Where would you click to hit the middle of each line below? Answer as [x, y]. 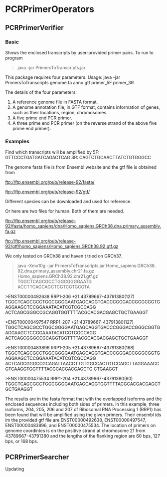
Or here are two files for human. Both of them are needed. [65, 211]
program [14, 58]
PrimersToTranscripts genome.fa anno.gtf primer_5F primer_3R [70, 82]
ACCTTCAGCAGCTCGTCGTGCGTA [54, 287]
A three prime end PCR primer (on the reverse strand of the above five [84, 123]
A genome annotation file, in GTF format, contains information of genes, [86, 107]
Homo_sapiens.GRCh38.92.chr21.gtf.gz [58, 276]
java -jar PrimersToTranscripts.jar [51, 67]
